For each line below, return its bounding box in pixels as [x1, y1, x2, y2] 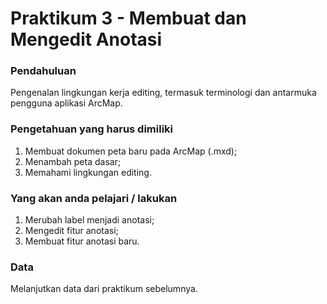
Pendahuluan [10, 64, 77, 78]
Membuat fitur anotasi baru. [24, 235, 140, 247]
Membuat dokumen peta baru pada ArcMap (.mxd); [24, 145, 238, 157]
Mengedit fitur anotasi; [24, 225, 119, 237]
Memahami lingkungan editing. [24, 166, 152, 178]
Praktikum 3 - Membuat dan [10, 7, 247, 30]
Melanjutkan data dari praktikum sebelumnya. [10, 283, 198, 295]
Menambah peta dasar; [24, 155, 122, 167]
